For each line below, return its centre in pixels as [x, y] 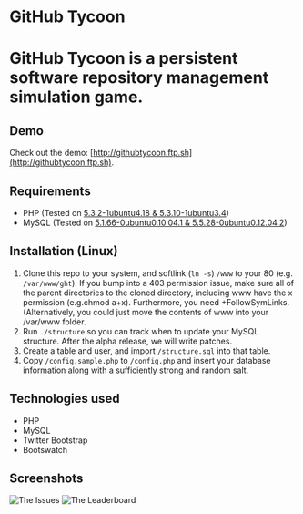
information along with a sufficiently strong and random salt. [136, 370]
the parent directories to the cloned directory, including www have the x [157, 293]
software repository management [139, 78]
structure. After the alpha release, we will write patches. [127, 341]
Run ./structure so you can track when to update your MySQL [141, 331]
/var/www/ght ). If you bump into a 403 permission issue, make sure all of [158, 283]
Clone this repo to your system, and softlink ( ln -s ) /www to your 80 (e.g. [157, 273]
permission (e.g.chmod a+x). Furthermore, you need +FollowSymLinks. [156, 302]
